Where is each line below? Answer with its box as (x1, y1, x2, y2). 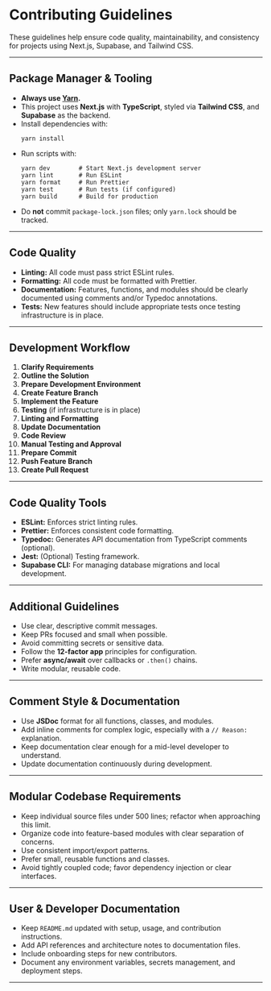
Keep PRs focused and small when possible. (20, 630, 168, 639)
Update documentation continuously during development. (20, 759, 212, 769)
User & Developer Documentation (9, 902, 180, 916)
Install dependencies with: (20, 118, 108, 128)
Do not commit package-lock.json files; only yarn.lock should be (20, 206, 237, 216)
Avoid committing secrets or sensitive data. (20, 638, 164, 648)
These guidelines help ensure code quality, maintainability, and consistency (9, 32, 260, 42)
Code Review (20, 431, 67, 441)
